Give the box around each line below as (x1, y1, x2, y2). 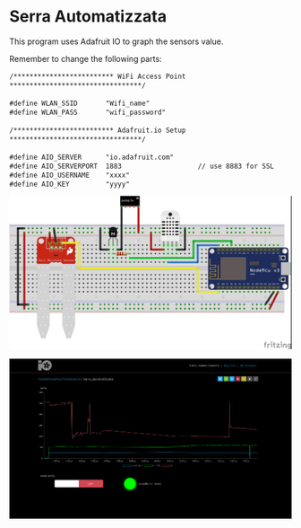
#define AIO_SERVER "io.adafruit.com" (9, 153, 175, 162)
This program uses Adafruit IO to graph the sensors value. (9, 36, 224, 47)
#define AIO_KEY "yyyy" (9, 180, 130, 189)
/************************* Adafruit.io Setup (9, 126, 186, 135)
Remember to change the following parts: (9, 53, 163, 64)
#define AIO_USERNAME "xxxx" (9, 171, 130, 180)
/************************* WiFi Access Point (9, 72, 186, 81)
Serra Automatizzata (9, 6, 168, 27)
